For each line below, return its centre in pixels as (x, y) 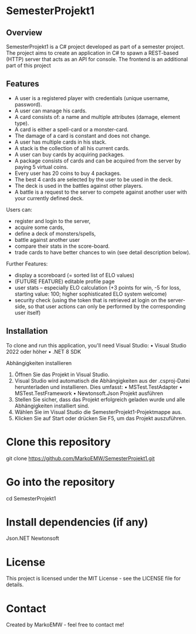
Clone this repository (59, 442)
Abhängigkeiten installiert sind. (52, 406)
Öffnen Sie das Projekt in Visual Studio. (62, 374)
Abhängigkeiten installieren (39, 363)
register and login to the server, (53, 221)
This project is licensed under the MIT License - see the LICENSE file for (93, 579)
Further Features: (27, 264)
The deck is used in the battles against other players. (79, 185)
